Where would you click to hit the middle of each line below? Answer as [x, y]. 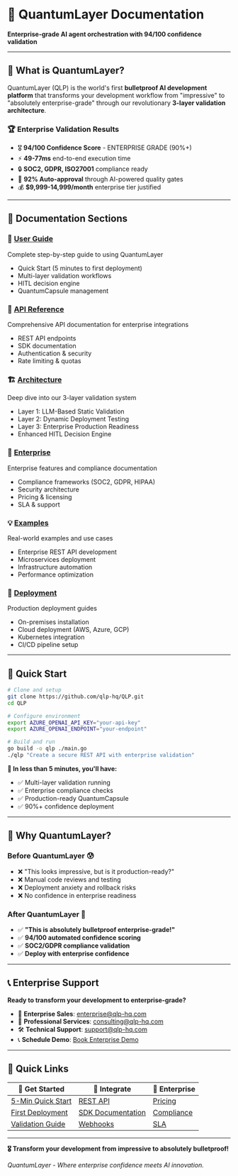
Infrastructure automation [55, 567]
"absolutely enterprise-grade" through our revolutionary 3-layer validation [117, 103]
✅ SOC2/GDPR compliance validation [74, 945]
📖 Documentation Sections [67, 219]
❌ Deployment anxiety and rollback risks [77, 887]
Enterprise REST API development [67, 552]
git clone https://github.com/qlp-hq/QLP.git [75, 697]
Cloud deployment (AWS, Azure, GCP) [73, 630]
